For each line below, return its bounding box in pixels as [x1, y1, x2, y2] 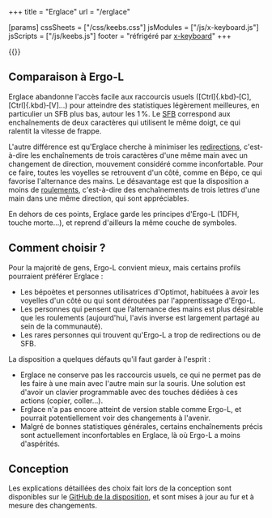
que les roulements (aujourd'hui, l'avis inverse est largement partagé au [19, 312, 260, 322]
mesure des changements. [8, 501, 98, 511]
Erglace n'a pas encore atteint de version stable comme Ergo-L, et [19, 404, 242, 414]
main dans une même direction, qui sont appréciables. [8, 193, 189, 203]
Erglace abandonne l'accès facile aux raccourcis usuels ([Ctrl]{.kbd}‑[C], [8, 91, 252, 101]
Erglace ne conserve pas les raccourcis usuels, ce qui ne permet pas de [19, 370, 261, 380]
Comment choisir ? [8, 241, 106, 255]
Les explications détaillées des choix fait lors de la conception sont [8, 483, 232, 493]
